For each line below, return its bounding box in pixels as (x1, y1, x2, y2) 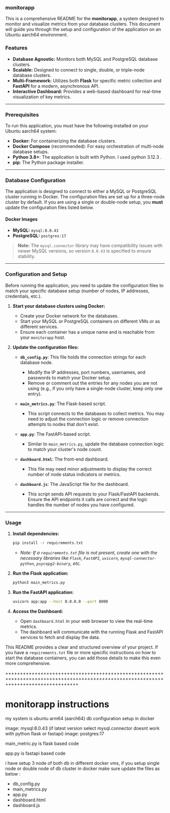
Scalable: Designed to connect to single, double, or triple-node (12, 66, 145, 73)
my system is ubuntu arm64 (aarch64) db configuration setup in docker (5, 715, 155, 721)
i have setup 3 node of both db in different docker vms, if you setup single (5, 760, 160, 766)
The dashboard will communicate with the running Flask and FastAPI (20, 628, 163, 635)
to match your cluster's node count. (27, 446, 102, 452)
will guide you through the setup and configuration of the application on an (5, 26, 161, 32)
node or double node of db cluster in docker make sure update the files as (5, 765, 160, 771)
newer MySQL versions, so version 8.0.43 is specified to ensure (17, 248, 152, 254)
